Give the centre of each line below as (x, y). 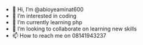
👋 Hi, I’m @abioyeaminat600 (48, 9)
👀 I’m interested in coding (44, 16)
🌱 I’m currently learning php (47, 22)
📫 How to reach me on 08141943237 (59, 36)
